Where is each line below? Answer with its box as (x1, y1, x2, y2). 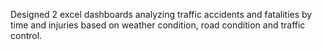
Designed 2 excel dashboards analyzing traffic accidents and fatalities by (10, 9, 313, 20)
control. (10, 30, 43, 41)
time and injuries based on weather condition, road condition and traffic (10, 19, 306, 31)
